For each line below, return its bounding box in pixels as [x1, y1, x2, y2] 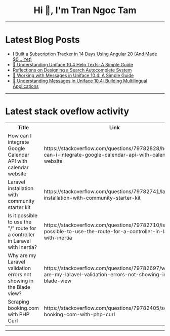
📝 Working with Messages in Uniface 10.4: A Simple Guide [12, 72, 134, 78]
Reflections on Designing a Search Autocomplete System [12, 67, 132, 73]
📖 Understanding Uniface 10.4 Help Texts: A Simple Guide [12, 61, 133, 67]
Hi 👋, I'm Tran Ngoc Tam [33, 5, 137, 16]
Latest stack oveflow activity [5, 106, 130, 117]
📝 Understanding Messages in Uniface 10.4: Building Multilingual [12, 78, 148, 84]
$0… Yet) [12, 56, 32, 62]
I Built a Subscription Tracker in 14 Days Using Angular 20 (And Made [12, 51, 158, 57]
